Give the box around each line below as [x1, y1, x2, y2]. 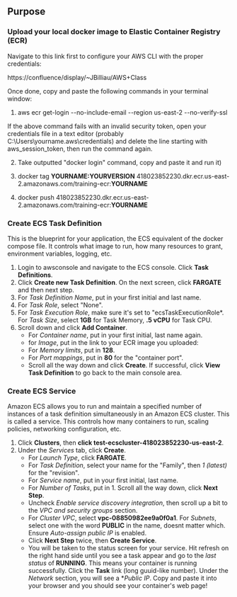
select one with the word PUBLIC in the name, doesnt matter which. [28, 521, 226, 530]
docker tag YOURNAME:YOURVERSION [17, 171, 136, 180]
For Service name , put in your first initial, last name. [28, 476, 179, 484]
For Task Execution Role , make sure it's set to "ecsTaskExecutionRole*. [17, 308, 224, 317]
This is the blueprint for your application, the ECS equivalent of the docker [7, 234, 224, 243]
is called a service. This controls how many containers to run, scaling [7, 417, 209, 426]
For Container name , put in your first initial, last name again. [28, 331, 203, 339]
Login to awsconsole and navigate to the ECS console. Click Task [17, 263, 209, 271]
